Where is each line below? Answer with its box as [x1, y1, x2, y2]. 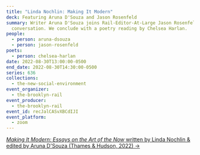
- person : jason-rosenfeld [11, 42, 79, 48]
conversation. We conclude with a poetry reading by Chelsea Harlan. [11, 25, 187, 32]
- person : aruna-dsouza [11, 36, 70, 42]
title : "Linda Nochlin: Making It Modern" [6, 8, 113, 15]
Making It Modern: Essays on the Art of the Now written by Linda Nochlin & [6, 136, 190, 143]
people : [6, 31, 26, 37]
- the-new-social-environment [11, 81, 86, 87]
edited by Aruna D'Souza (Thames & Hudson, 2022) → [6, 142, 140, 150]
